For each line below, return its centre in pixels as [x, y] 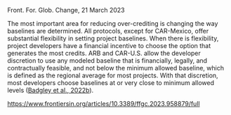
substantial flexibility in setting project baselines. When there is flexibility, [113, 38]
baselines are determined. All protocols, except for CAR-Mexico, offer [108, 31]
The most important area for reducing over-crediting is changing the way [113, 23]
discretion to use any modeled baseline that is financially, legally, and [107, 61]
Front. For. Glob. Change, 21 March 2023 [66, 10]
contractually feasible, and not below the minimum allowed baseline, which [116, 68]
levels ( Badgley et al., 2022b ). [51, 90]
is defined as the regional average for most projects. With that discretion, [113, 75]
